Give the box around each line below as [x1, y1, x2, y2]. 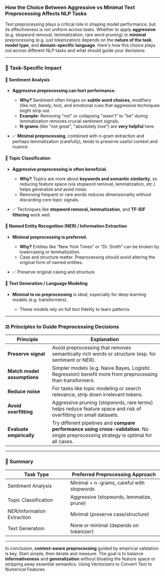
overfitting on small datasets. [52, 412, 119, 419]
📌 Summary [5, 458, 33, 465]
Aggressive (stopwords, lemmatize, [70, 493, 152, 500]
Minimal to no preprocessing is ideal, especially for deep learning [12, 292, 146, 298]
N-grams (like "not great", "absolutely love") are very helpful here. [19, 123, 156, 129]
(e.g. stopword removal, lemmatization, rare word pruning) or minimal [5, 32, 146, 38]
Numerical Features [5, 566, 45, 572]
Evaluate [7, 426, 28, 433]
